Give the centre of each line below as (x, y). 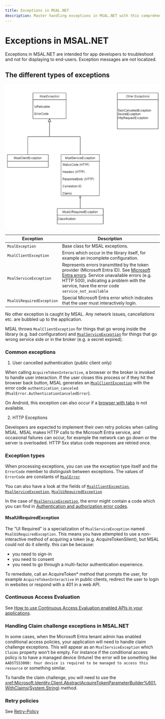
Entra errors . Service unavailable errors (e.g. (107, 275)
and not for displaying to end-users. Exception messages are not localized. (81, 60)
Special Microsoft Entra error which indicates (108, 298)
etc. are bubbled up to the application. (44, 319)
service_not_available (85, 291)
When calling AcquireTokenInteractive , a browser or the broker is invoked (80, 373)
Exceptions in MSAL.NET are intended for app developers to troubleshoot (79, 54)
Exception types (25, 455)
